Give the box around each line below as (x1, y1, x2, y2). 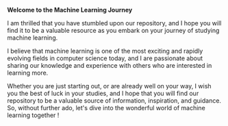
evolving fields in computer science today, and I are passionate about (7, 54, 203, 62)
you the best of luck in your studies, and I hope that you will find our (7, 89, 199, 97)
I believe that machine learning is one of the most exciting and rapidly (7, 47, 203, 55)
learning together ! (7, 111, 60, 119)
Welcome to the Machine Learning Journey (7, 6, 133, 14)
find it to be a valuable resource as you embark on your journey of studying (7, 27, 220, 34)
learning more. (7, 68, 49, 77)
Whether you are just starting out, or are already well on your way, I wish (7, 82, 212, 90)
